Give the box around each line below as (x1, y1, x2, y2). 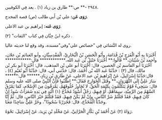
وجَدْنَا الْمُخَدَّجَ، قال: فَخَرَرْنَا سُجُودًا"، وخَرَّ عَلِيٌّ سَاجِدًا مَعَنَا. (5, 99, 107, 105)
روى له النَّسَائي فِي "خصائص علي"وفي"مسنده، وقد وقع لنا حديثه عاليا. (5, 42, 132, 48)
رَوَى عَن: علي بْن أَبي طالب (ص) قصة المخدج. (5, 14, 88, 19)
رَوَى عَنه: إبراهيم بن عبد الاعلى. (5, 23, 62, 29)
